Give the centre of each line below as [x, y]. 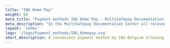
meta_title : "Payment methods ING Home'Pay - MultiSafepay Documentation [85, 19]
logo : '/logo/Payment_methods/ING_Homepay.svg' [56, 33]
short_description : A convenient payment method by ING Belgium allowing [85, 38]
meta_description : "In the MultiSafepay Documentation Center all [77, 24]
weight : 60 [17, 14]
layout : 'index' [22, 28]
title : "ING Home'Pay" [29, 10]
